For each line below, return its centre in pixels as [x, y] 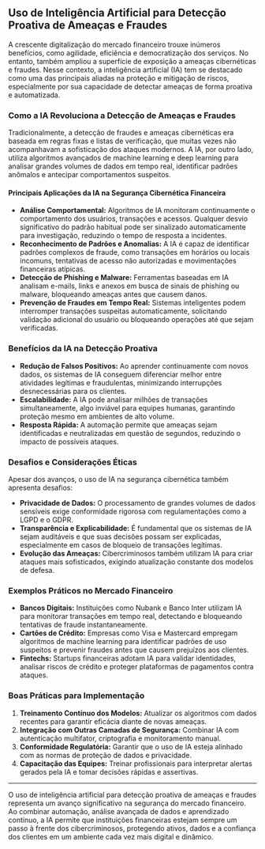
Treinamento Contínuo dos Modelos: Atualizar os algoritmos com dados [138, 713]
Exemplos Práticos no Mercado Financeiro [91, 590]
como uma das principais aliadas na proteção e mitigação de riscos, [119, 78]
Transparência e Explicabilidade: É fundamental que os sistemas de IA [136, 528]
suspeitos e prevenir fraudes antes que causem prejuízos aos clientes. [134, 650]
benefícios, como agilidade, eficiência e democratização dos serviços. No [129, 53]
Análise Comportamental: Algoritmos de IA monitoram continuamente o [137, 210]
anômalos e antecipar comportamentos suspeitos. [90, 175]
